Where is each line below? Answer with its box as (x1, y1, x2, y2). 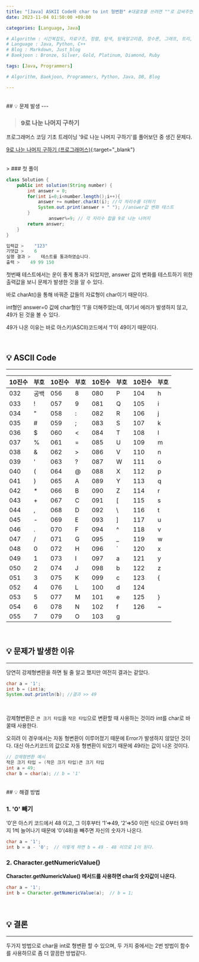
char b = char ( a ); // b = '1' (6, 770, 81, 776)
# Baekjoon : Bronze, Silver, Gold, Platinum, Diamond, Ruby (6, 52, 161, 58)
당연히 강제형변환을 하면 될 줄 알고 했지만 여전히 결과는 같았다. (6, 669, 150, 676)
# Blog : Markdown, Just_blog (6, 47, 81, 53)
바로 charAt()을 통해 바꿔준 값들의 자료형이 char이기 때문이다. (6, 291, 149, 298)
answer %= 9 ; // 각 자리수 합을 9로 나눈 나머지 (48, 215, 151, 222)
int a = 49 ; (6, 765, 36, 771)
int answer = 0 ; (27, 188, 68, 194)
